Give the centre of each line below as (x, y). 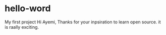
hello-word (28, 9)
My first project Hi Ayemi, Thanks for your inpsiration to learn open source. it (83, 22)
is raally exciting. (22, 27)
